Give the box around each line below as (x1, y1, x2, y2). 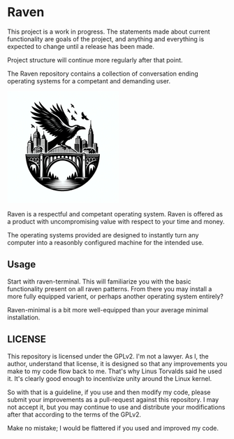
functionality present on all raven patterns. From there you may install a (7, 284, 212, 293)
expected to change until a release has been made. (7, 42, 155, 50)
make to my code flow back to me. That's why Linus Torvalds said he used (7, 367, 222, 375)
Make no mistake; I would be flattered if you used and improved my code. (7, 424, 219, 432)
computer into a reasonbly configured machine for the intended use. (7, 238, 204, 246)
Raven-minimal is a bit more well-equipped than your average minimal (7, 305, 208, 314)
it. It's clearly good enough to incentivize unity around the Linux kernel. (7, 374, 212, 382)
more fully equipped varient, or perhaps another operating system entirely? (7, 292, 224, 300)
